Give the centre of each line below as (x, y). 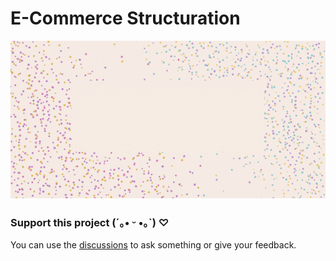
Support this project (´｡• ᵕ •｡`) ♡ (90, 222)
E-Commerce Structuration (125, 18)
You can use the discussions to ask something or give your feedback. (153, 245)
